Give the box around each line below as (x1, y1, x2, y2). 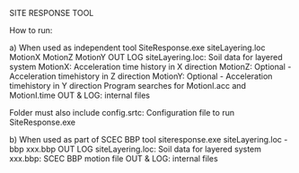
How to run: (9, 25, 53, 35)
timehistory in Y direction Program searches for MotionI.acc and (9, 81, 247, 91)
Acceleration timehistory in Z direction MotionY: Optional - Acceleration (9, 71, 273, 82)
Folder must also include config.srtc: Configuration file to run (9, 108, 235, 117)
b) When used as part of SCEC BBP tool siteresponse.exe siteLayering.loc (9, 134, 283, 144)
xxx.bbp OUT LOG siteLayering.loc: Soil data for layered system (25, 143, 262, 154)
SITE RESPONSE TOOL (9, 8, 94, 18)
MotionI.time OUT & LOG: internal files (9, 90, 151, 100)
